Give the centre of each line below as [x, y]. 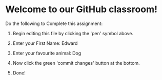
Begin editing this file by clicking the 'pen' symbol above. [73, 33]
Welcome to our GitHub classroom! [82, 9]
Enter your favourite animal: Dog [47, 53]
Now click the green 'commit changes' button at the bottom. [76, 63]
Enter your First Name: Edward [45, 43]
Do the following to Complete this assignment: [54, 23]
